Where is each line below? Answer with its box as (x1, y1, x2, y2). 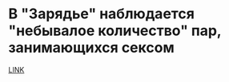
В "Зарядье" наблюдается (8, 5, 195, 23)
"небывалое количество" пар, (8, 21, 222, 40)
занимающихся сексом (8, 39, 175, 57)
